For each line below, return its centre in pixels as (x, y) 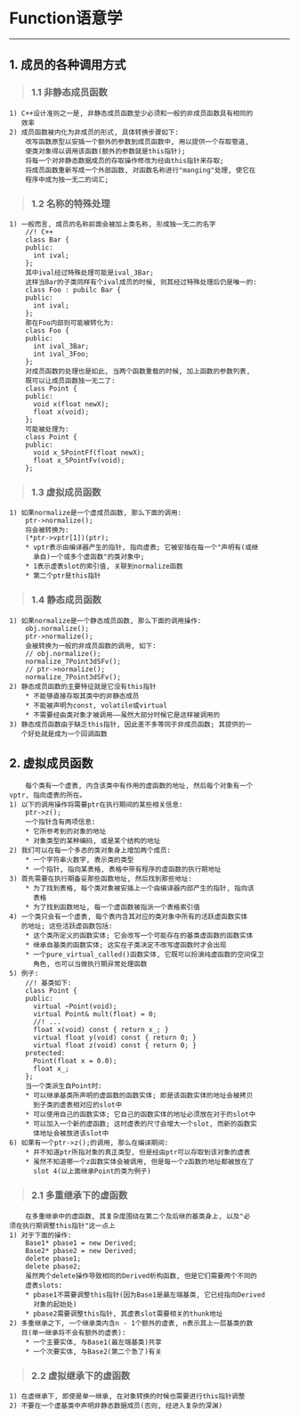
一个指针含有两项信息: (61, 822)
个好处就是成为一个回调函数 (65, 734)
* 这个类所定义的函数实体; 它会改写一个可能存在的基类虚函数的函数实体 (139, 936)
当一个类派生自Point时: (64, 1086)
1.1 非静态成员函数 (69, 93)
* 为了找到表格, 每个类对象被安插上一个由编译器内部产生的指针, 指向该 (140, 889)
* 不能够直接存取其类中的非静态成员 (82, 696)
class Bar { (47, 240)
